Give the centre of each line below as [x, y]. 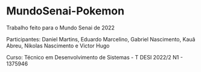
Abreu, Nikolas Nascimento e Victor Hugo [58, 46]
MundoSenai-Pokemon [65, 11]
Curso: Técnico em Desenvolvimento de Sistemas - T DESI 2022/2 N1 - [94, 57]
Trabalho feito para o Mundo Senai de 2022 [60, 28]
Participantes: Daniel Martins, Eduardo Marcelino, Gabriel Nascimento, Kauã [101, 39]
